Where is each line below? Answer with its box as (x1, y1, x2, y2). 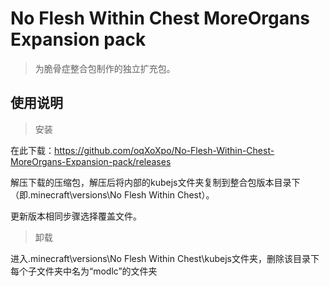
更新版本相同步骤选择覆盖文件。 (10, 210, 142, 222)
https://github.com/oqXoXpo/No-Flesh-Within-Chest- (54, 144, 275, 156)
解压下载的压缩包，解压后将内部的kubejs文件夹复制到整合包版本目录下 (10, 176, 301, 188)
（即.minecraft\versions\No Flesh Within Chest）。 (10, 188, 215, 201)
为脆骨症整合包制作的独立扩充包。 (34, 62, 176, 74)
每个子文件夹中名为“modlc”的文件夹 (10, 265, 158, 277)
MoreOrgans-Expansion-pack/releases (10, 155, 172, 167)
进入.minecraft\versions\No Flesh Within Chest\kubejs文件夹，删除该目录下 (10, 252, 320, 264)
